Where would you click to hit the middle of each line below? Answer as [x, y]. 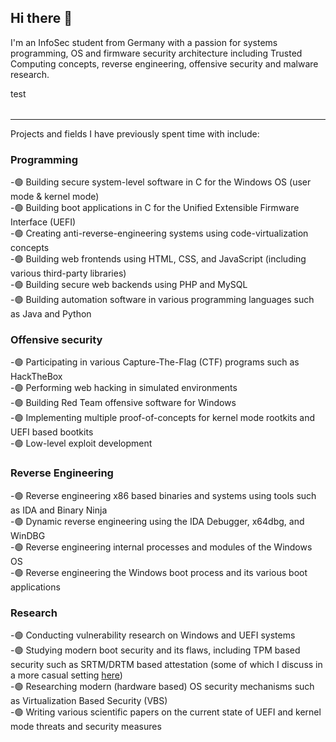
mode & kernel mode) [55, 197]
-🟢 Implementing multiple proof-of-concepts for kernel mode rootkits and [163, 418]
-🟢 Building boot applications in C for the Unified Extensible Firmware [155, 208]
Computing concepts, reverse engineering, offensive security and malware [164, 63]
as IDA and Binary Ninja [59, 510]
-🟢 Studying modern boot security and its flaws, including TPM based [155, 650]
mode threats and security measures [86, 726]
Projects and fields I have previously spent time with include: [135, 133]
